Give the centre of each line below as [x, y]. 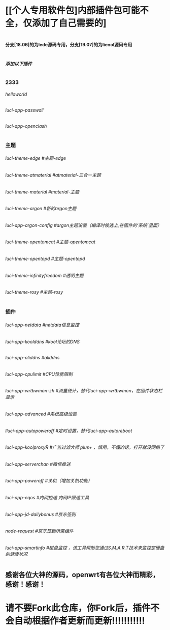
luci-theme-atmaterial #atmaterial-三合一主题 [53, 175]
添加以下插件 [19, 64]
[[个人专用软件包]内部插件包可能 [73, 10]
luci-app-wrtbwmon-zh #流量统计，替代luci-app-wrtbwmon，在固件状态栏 [84, 391]
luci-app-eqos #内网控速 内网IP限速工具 [47, 498]
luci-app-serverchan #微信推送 [38, 464]
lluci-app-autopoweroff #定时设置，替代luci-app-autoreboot [69, 431]
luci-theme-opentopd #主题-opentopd [45, 259]
